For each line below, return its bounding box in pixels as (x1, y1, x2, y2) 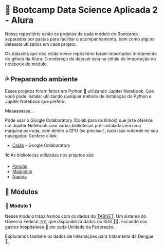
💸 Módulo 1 (5, 202, 32, 209)
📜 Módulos (5, 188, 38, 196)
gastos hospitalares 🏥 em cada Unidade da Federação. (5, 224, 115, 230)
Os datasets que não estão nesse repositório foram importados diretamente (5, 51, 157, 57)
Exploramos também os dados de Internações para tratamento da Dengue (5, 233, 154, 239)
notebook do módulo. (5, 61, 48, 67)
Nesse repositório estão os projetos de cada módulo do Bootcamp (5, 31, 138, 37)
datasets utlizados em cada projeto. (5, 41, 77, 47)
